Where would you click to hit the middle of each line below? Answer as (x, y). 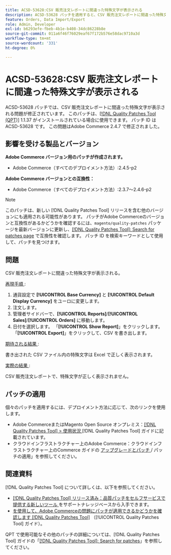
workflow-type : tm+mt (28, 39)
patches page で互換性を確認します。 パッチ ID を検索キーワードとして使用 (84, 236)
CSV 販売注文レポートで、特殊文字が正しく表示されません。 (68, 376)
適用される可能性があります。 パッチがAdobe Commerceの (85, 217)
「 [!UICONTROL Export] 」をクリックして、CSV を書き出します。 (81, 333)
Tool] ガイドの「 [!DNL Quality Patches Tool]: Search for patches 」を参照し (84, 541)
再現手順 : (16, 284)
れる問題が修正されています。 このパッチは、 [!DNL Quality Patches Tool (81, 113)
